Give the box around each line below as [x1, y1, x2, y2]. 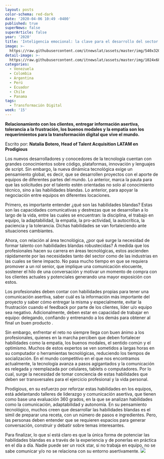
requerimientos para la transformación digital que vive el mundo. [5, 131, 140, 137]
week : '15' [5, 108, 27, 113]
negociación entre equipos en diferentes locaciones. [5, 192, 111, 198]
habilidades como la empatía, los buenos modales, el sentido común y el [5, 340, 151, 346]
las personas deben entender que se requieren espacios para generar [5, 417, 146, 423]
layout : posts [5, 7, 34, 12]
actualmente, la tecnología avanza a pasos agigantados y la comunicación [5, 360, 155, 366]
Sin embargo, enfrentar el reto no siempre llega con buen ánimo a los [5, 329, 144, 335]
